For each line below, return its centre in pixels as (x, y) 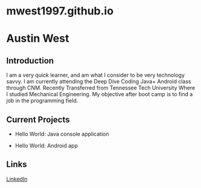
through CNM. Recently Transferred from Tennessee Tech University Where (101, 88)
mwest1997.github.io (60, 11)
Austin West (38, 39)
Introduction (30, 60)
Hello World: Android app (46, 146)
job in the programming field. (42, 101)
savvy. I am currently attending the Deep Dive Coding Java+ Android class (99, 82)
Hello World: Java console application (62, 134)
